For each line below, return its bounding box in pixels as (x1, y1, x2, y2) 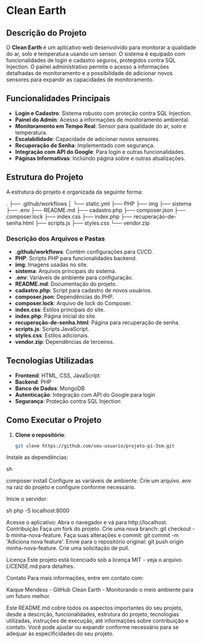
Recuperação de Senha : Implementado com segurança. (14, 142, 155, 149)
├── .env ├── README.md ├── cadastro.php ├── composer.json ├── (6, 206, 186, 214)
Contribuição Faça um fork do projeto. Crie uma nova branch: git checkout (6, 525, 191, 533)
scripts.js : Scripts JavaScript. (14, 325, 89, 332)
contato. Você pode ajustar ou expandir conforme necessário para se (6, 624, 179, 631)
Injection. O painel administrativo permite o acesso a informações (6, 63, 169, 70)
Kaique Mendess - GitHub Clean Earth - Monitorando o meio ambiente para (6, 586, 194, 593)
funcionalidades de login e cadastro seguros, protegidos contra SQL (6, 57, 176, 64)
